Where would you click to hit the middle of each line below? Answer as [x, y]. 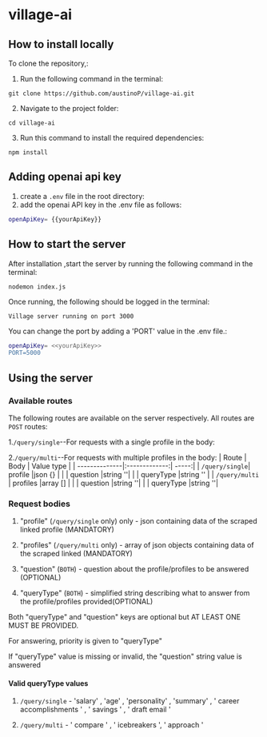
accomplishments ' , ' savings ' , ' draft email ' [95, 710]
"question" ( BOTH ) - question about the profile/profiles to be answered [134, 569]
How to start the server [67, 244]
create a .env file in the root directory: [82, 196]
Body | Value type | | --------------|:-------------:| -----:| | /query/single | [130, 466]
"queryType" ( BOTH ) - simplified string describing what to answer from [135, 593]
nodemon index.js [37, 287]
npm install [28, 153]
